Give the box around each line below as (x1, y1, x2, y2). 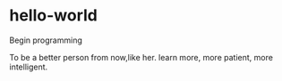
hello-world (9, 5, 98, 26)
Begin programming (9, 35, 83, 45)
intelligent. (9, 61, 48, 72)
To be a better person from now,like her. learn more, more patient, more (9, 52, 273, 62)
